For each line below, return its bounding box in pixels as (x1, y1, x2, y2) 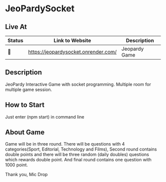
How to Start (5, 101, 44, 109)
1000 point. (5, 162, 28, 168)
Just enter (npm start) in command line (5, 114, 84, 120)
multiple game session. (5, 87, 52, 92)
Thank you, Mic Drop (5, 172, 48, 178)
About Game (5, 128, 45, 137)
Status (7, 37, 24, 44)
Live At (5, 23, 27, 31)
